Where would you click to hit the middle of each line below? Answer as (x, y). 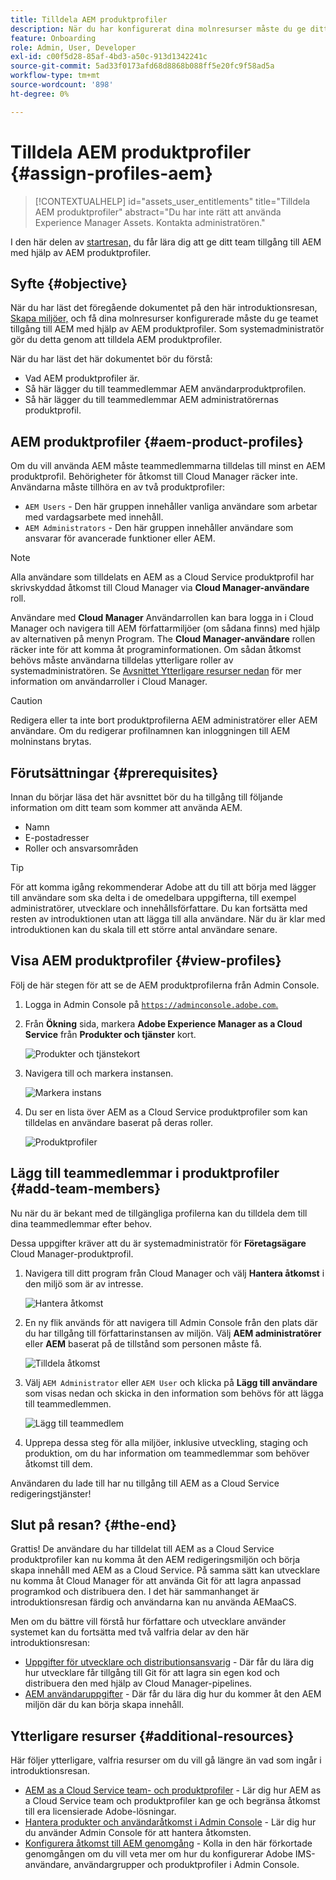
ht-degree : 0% (40, 94)
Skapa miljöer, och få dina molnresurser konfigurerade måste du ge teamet (164, 318)
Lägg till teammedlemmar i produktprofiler (145, 1173)
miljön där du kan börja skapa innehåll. (104, 1705)
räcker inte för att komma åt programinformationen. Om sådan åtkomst (156, 650)
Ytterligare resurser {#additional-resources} (152, 1736)
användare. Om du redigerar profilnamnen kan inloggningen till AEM (150, 731)
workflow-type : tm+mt (55, 76)
